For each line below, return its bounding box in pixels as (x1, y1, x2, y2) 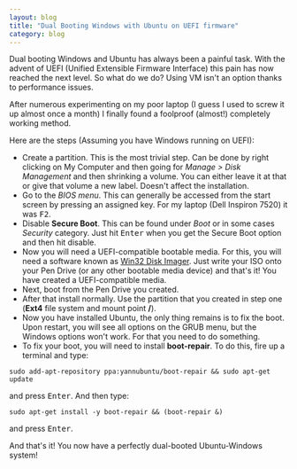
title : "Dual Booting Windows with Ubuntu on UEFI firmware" (9, 21, 240, 30)
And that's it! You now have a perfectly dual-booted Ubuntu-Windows (9, 441, 263, 451)
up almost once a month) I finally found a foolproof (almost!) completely (9, 108, 271, 120)
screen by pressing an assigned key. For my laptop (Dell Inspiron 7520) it (21, 199, 288, 210)
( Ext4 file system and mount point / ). (21, 303, 156, 314)
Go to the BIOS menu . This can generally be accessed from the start (21, 190, 271, 200)
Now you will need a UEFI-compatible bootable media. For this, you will (21, 246, 282, 257)
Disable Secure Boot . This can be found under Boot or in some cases (21, 218, 276, 229)
